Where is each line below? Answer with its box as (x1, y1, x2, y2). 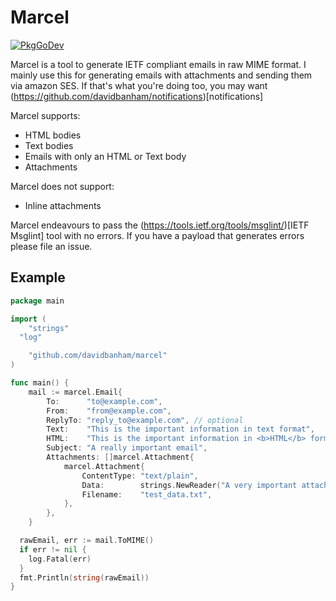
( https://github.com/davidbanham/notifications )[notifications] (10, 90, 264, 102)
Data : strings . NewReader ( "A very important (81, 480, 298, 490)
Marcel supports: (10, 109, 81, 121)
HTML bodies (24, 129, 82, 141)
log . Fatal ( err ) (28, 554, 92, 564)
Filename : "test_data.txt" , (81, 489, 213, 500)
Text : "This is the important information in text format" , (46, 424, 315, 435)
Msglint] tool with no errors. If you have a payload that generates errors (10, 229, 305, 241)
